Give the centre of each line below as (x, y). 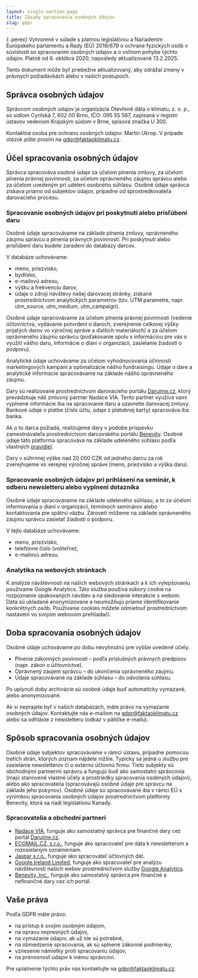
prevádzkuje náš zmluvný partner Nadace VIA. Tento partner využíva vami (97, 397)
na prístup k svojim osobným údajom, (60, 925)
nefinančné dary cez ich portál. (53, 881)
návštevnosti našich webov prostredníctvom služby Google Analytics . (99, 868)
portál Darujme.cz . (37, 837)
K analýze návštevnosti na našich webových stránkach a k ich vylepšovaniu (98, 583)
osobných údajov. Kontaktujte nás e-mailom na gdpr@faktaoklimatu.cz (92, 713)
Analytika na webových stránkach (56, 570)
